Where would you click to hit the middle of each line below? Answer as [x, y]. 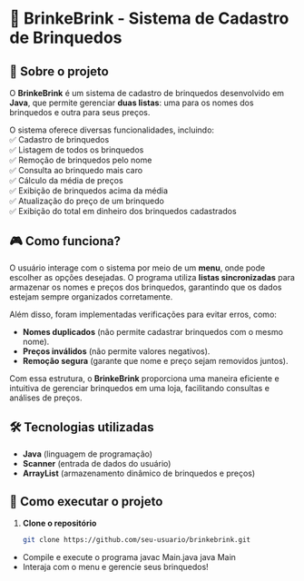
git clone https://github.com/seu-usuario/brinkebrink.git [137, 540]
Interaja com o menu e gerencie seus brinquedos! [115, 567]
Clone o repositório [59, 523]
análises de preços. [46, 398]
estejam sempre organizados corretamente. [91, 296]
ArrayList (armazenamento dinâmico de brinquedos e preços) [139, 473]
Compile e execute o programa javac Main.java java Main [129, 557]
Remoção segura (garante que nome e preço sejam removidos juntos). [155, 360]
